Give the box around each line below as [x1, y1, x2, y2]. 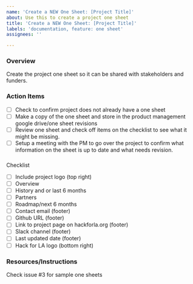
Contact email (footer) [15, 208, 71, 215]
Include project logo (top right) [15, 173, 92, 180]
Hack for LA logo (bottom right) [15, 242, 94, 249]
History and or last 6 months [15, 187, 87, 194]
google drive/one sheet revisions [15, 120, 98, 127]
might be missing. [15, 133, 60, 140]
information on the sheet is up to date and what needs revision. [15, 146, 174, 154]
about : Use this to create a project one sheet [6, 15, 129, 21]
